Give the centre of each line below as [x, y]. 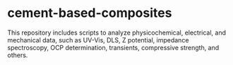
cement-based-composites [90, 13]
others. [18, 55]
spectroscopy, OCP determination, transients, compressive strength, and [113, 47]
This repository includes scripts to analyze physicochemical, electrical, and [117, 32]
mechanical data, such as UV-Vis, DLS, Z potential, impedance [98, 40]
